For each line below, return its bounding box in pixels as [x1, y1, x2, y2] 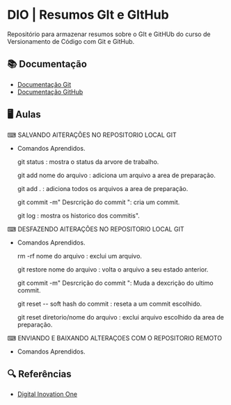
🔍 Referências [7, 368, 72, 380]
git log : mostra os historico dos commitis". [17, 211, 141, 220]
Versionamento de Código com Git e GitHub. [7, 37, 135, 45]
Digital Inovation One [17, 390, 78, 399]
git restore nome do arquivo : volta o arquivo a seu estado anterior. [17, 265, 209, 274]
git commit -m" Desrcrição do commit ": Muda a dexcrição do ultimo [17, 279, 214, 287]
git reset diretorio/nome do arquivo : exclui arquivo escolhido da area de [17, 313, 225, 321]
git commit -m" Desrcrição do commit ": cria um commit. [17, 198, 180, 206]
